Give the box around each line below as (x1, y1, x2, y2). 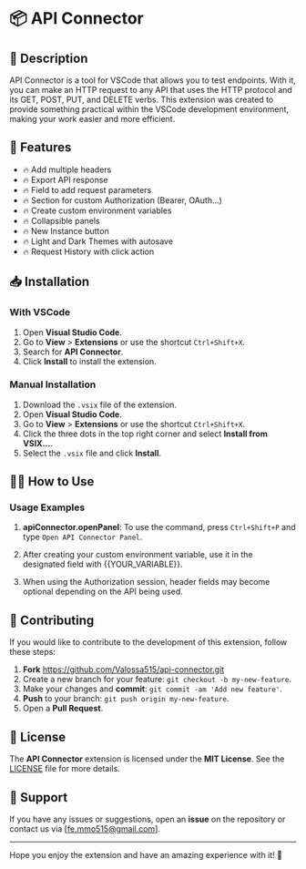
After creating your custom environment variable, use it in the (22, 549, 253, 560)
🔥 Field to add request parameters (22, 184, 152, 195)
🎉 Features (9, 139, 72, 156)
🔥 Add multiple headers (22, 164, 112, 175)
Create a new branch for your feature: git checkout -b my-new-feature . (22, 674, 291, 685)
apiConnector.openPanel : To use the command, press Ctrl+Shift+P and (22, 522, 296, 533)
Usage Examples (9, 501, 86, 514)
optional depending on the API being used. (22, 586, 184, 598)
